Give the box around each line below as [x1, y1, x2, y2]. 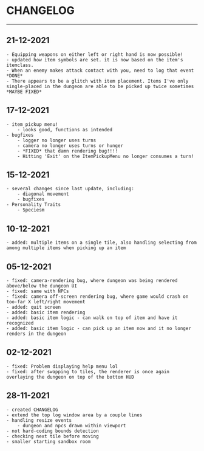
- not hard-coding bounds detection [6, 428, 99, 434]
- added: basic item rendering [6, 309, 86, 315]
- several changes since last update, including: [6, 186, 135, 192]
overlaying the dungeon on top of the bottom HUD [6, 374, 135, 380]
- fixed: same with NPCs [6, 288, 69, 294]
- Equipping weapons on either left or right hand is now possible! [6, 51, 183, 58]
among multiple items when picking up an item [6, 245, 126, 251]
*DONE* [6, 72, 23, 79]
